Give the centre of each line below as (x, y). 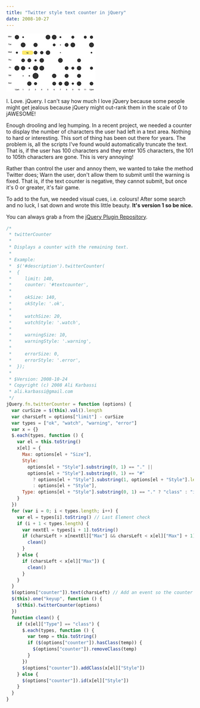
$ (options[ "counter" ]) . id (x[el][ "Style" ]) (75, 681)
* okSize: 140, (33, 298)
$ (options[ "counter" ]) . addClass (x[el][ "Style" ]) (83, 668)
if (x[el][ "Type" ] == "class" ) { (58, 624)
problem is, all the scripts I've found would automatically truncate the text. (97, 144)
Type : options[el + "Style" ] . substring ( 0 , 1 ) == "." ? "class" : (105, 492)
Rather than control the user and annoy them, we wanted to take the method (100, 168)
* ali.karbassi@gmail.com (41, 392)
